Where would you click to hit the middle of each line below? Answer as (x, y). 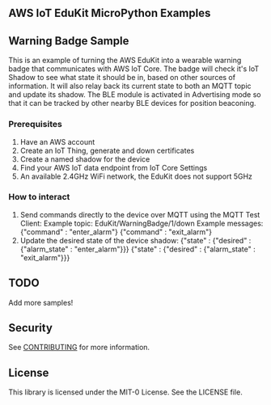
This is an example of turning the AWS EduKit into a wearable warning (125, 61)
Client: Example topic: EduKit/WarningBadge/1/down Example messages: (142, 223)
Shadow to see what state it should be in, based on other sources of (122, 78)
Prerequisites (35, 124)
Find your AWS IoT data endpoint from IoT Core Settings (114, 167)
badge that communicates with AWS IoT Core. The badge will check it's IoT (134, 69)
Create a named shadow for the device (85, 159)
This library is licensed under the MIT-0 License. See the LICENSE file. (125, 392)
